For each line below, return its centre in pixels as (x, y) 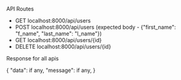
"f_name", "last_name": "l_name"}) (59, 34)
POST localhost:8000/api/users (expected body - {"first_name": (95, 27)
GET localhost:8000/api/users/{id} (58, 40)
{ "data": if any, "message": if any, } (51, 70)
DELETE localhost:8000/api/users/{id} (63, 46)
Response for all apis (33, 58)
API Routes (20, 9)
